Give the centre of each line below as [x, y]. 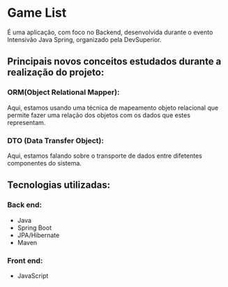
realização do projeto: [56, 72]
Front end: [25, 260]
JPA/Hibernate [38, 235]
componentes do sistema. [45, 163]
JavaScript [33, 275]
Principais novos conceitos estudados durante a [114, 62]
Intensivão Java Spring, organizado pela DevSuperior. [84, 39]
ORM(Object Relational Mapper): [63, 92]
